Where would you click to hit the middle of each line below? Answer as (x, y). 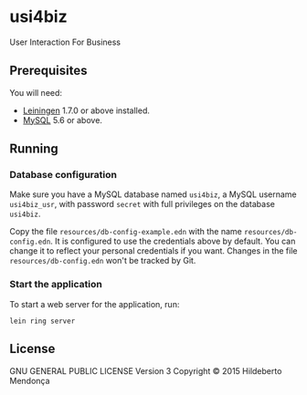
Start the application (56, 285)
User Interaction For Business (65, 42)
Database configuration (63, 175)
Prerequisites (48, 71)
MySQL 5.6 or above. (63, 120)
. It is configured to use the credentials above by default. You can (173, 241)
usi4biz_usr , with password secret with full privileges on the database (143, 204)
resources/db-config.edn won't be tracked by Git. (103, 261)
